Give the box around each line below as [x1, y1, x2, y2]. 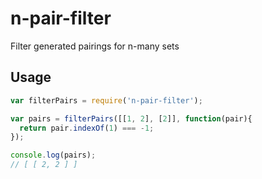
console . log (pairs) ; [10, 150, 97, 161]
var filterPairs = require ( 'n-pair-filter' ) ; [10, 95, 203, 106]
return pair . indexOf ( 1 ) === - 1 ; [19, 123, 155, 133]
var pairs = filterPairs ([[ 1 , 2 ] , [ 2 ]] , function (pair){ [10, 113, 253, 124]
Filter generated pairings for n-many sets [10, 40, 180, 52]
